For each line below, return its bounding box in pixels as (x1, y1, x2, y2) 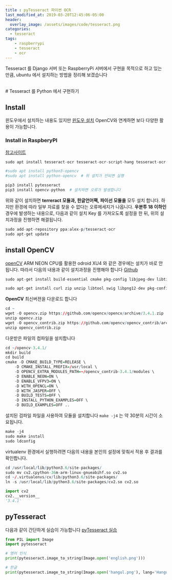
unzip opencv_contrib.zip (5, 325, 60, 330)
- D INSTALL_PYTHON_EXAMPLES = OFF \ (14, 398, 88, 403)
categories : (5, 27, 31, 32)
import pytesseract (5, 542, 47, 547)
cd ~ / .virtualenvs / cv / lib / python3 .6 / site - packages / (5, 475, 118, 480)
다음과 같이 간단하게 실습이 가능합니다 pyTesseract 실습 (5, 527, 117, 533)
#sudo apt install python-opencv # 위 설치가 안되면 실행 (5, 173, 124, 178)
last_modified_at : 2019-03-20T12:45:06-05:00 (5, 12, 104, 17)
